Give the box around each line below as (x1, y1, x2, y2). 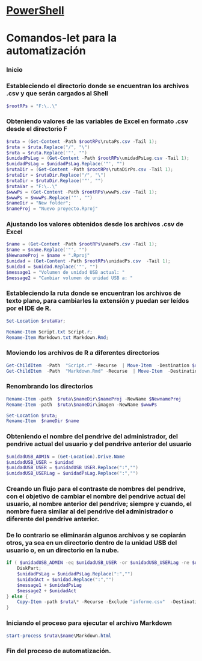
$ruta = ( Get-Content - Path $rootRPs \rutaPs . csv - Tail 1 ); (6, 138, 158, 145)
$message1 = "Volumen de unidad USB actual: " (6, 269, 125, 275)
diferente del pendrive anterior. (6, 515, 100, 523)
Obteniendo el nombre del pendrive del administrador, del (6, 432, 179, 441)
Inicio (6, 66, 23, 74)
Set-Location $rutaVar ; (6, 318, 66, 324)
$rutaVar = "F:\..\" (6, 183, 58, 189)
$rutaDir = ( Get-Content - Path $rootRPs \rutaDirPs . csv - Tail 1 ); (6, 166, 174, 172)
